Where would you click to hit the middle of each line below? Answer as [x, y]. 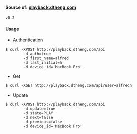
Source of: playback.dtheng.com [41, 7]
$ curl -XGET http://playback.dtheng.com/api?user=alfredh [69, 86]
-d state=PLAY [38, 113]
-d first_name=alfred [46, 58]
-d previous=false [43, 122]
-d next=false [38, 118]
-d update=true [39, 109]
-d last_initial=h [43, 63]
